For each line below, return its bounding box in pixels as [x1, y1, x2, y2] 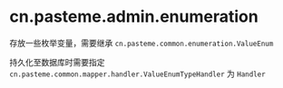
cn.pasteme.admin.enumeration [9, 6, 259, 27]
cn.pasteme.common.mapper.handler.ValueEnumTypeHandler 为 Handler [9, 68, 266, 79]
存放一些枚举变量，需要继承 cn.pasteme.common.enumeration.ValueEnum [9, 37, 274, 48]
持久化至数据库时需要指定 [9, 56, 105, 67]
